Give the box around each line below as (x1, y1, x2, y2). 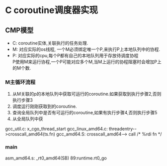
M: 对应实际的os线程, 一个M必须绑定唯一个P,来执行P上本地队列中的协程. (12, 46, 161, 52)
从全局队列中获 (12, 116, 43, 122)
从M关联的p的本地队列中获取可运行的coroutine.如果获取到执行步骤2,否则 (12, 91, 162, 97)
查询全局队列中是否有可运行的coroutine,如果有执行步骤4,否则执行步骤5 (12, 110, 158, 116)
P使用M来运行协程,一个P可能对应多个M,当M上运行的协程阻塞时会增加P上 (12, 59, 162, 65)
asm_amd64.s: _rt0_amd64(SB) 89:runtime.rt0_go (5, 155, 107, 161)
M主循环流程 (5, 78, 36, 85)
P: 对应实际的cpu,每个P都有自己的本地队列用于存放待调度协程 (12, 53, 139, 58)
